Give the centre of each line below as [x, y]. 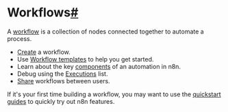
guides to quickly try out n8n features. [61, 101]
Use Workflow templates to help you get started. [85, 59]
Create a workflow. [43, 52]
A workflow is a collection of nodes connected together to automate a [105, 31]
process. [20, 38]
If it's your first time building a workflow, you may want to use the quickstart [114, 94]
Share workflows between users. [64, 81]
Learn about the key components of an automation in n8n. [99, 66]
